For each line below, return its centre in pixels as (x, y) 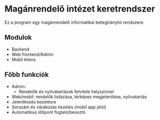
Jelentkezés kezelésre (34, 102)
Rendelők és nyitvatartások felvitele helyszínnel (66, 91)
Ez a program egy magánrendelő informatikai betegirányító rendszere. (75, 22)
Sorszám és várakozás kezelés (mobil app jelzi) (59, 107)
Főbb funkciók (27, 75)
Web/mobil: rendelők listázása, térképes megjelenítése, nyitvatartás (79, 97)
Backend (20, 49)
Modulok (18, 37)
